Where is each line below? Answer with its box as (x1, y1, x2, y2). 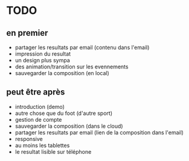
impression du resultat (14, 50, 71, 57)
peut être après (6, 87, 65, 97)
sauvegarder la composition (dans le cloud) (14, 122, 123, 130)
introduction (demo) (14, 103, 65, 110)
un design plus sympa (14, 57, 71, 64)
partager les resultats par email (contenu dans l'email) (14, 44, 150, 51)
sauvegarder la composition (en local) (14, 70, 110, 76)
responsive (14, 135, 43, 142)
